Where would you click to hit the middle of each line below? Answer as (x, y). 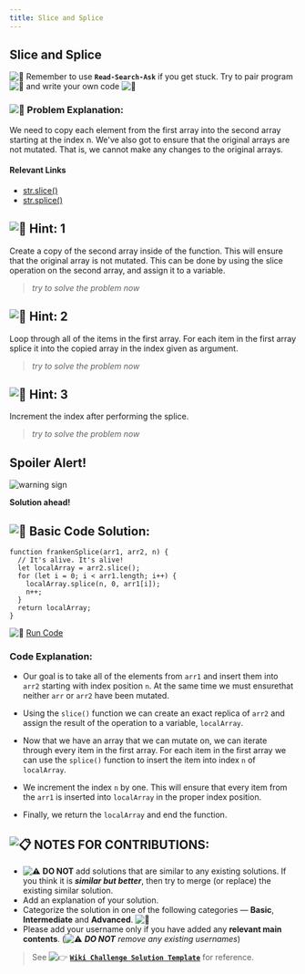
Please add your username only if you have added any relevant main (152, 929)
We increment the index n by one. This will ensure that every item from (155, 787)
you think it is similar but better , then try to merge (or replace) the (147, 881)
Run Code (45, 633)
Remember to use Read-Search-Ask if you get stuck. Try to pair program (159, 77)
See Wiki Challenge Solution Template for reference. (143, 958)
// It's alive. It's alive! (71, 560)
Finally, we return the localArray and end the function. (125, 815)
